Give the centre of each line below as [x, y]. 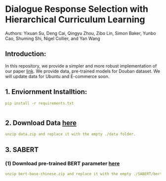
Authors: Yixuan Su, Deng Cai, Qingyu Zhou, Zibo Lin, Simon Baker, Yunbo [81, 33]
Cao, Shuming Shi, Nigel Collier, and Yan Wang [53, 38]
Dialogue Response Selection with [77, 9]
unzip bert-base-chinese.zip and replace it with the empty [68, 174]
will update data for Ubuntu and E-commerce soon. [57, 76]
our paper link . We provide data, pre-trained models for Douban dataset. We [83, 71]
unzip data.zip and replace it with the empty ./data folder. [70, 134]
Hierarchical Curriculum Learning [75, 19]
